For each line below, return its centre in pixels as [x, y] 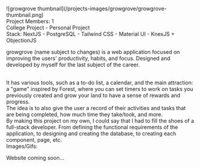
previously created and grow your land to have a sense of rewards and [93, 95]
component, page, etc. [34, 140]
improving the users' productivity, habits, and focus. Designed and [88, 58]
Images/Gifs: [22, 146]
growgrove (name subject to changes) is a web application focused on [93, 52]
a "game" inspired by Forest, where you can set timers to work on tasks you [100, 89]
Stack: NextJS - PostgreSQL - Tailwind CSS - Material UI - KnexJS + [90, 34]
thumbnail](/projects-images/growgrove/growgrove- [102, 8]
